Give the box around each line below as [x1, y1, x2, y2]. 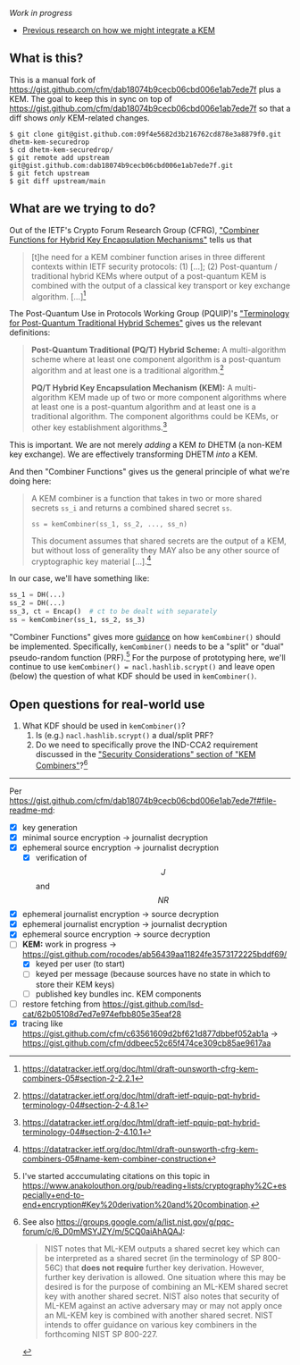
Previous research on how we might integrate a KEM [21, 25, 216, 35]
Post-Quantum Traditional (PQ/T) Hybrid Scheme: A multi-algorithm [30, 344, 287, 356]
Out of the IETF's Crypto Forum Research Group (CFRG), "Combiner [9, 224, 260, 235]
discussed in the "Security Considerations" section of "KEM [35, 749, 256, 760]
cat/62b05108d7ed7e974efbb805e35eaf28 [21, 1008, 181, 1019]
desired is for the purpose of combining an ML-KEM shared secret [44, 1281, 288, 1292]
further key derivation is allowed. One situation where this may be [44, 1271, 287, 1282]
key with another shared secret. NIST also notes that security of [44, 1291, 279, 1302]
